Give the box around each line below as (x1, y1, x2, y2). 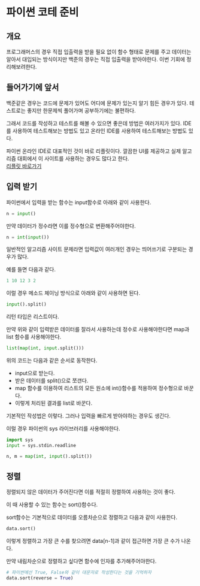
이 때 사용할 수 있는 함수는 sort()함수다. (6, 501, 98, 508)
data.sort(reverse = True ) (6, 575, 74, 581)
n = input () (6, 210, 36, 216)
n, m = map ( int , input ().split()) (6, 453, 93, 459)
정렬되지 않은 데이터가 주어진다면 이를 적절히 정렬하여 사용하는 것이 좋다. (6, 488, 175, 496)
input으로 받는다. (14, 370, 55, 376)
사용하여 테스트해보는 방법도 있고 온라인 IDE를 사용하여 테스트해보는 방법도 (12, 127, 187, 134)
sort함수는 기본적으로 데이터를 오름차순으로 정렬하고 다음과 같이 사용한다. (6, 513, 178, 521)
